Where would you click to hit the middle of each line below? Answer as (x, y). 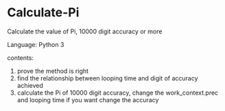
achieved (30, 85)
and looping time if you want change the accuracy (88, 99)
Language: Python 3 (36, 44)
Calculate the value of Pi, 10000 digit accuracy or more (85, 31)
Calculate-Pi (43, 13)
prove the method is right (53, 71)
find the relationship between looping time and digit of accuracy (107, 78)
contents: (21, 58)
